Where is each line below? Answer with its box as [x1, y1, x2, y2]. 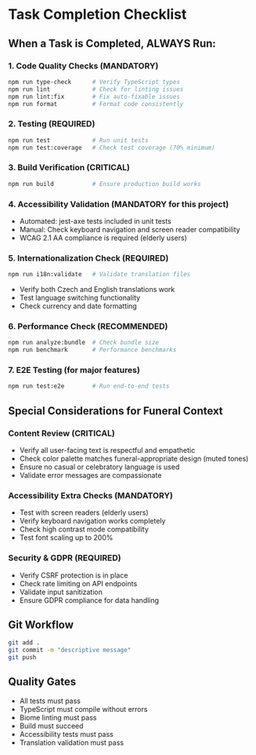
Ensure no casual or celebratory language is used [19, 461, 180, 472]
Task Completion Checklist [8, 5, 187, 24]
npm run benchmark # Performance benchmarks [8, 346, 177, 354]
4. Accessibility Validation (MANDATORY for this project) [8, 199, 229, 210]
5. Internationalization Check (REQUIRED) [8, 253, 169, 264]
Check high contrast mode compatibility [19, 524, 149, 534]
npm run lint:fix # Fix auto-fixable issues [8, 93, 180, 100]
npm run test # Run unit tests [8, 136, 149, 144]
